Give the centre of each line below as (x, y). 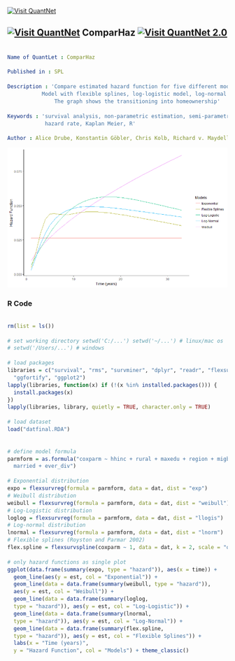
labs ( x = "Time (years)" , (51, 644)
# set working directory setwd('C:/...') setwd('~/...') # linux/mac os (115, 341)
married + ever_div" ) (45, 466)
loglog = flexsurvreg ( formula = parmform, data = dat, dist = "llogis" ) (115, 518)
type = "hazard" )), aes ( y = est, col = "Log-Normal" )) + (98, 621)
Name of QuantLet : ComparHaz (51, 57)
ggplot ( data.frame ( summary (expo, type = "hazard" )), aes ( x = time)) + (112, 569)
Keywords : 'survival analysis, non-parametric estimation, (97, 116)
